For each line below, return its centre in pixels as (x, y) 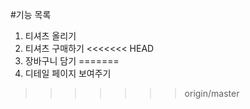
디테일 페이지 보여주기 (68, 73)
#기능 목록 (31, 14)
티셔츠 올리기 (50, 36)
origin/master (212, 93)
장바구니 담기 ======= (72, 61)
